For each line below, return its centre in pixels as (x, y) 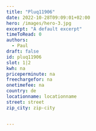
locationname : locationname (42, 96)
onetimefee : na (25, 86)
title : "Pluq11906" (31, 12)
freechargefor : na (29, 79)
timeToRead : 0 (24, 35)
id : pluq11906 (24, 57)
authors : (17, 40)
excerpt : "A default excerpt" (44, 29)
